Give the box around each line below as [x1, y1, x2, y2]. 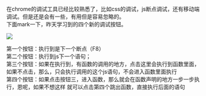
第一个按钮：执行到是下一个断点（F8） [6, 45, 104, 52]
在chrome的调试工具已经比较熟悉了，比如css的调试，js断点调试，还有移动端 [6, 6, 200, 12]
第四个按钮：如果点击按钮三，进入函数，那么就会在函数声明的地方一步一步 [6, 76, 194, 83]
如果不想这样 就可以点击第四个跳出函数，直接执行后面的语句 [32, 83, 185, 90]
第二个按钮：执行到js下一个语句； [6, 53, 91, 60]
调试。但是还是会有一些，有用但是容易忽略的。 [6, 13, 124, 20]
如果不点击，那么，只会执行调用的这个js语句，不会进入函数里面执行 [6, 68, 177, 75]
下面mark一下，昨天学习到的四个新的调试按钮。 [6, 21, 127, 28]
